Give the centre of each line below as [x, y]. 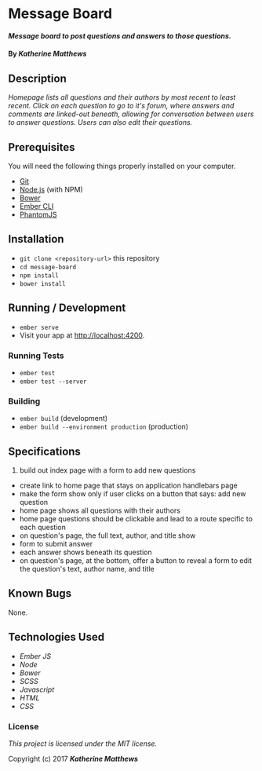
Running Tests [36, 356]
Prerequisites [42, 147]
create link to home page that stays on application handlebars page [128, 486]
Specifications [44, 451]
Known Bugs [40, 594]
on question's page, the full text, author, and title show [107, 535]
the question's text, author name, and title [87, 569]
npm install [39, 276]
